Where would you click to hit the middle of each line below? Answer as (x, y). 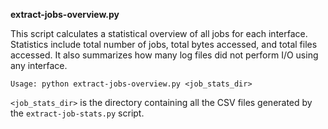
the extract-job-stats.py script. (77, 113)
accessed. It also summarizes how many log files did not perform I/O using (164, 55)
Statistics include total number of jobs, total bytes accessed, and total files (164, 44)
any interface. (39, 65)
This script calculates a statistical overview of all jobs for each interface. (159, 33)
